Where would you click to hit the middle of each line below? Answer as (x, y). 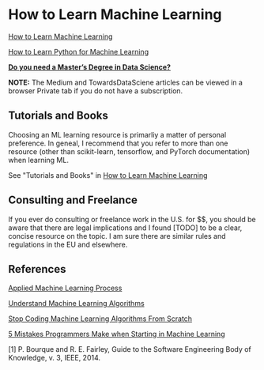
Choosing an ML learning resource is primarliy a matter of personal (117, 134)
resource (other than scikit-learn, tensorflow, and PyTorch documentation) (129, 151)
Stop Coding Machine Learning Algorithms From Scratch (100, 319)
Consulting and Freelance (73, 200)
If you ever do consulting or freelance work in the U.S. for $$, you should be (132, 219)
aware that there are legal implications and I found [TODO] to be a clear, (125, 228)
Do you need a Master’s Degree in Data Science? (90, 67)
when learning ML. (39, 160)
